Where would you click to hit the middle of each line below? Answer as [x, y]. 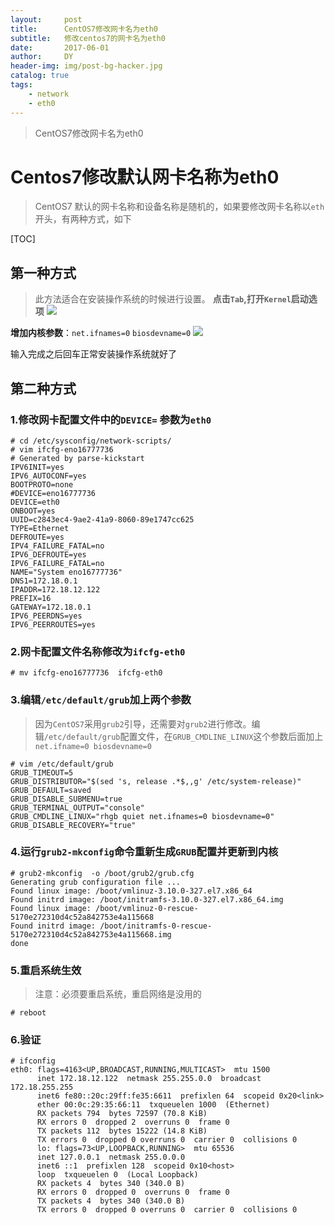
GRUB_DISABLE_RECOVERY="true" [73, 825]
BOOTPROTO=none [42, 484]
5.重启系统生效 [46, 970]
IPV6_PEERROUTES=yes [53, 624]
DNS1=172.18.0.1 [44, 581]
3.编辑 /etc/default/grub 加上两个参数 [101, 700]
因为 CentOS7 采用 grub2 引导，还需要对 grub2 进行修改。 [143, 723]
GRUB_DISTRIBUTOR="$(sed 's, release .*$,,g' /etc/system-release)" [156, 781]
